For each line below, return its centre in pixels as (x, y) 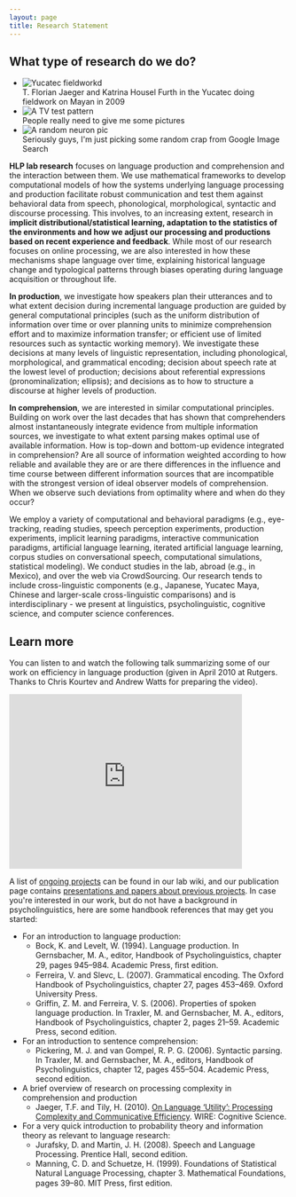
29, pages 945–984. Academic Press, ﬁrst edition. (127, 965)
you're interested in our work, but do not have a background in (123, 901)
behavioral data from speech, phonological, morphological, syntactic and (143, 204)
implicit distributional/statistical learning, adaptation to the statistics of (143, 223)
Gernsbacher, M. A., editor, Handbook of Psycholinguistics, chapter (158, 956)
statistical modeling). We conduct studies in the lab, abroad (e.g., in (132, 567)
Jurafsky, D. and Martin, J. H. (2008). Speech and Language (145, 1145)
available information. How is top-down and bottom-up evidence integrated (147, 445)
